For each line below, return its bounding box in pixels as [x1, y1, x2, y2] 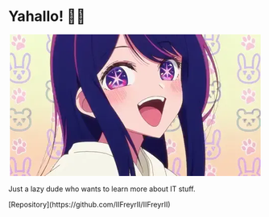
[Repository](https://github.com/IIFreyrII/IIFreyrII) [8, 199, 171, 209]
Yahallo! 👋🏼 [8, 7, 86, 26]
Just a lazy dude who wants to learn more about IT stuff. [8, 184, 196, 194]
